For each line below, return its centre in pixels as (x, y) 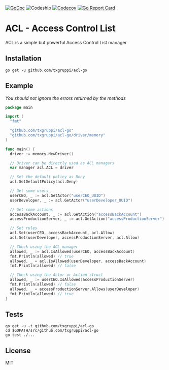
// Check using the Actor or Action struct (56, 275)
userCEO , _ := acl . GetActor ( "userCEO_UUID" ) (58, 195)
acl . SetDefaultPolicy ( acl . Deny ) (44, 182)
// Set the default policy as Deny (47, 177)
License (18, 350)
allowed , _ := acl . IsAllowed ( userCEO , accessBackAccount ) (73, 251)
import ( (14, 117)
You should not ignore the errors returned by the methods (65, 98)
